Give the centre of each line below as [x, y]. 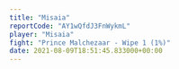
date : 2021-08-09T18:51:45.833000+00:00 [86, 51]
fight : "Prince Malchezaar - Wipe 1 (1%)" [90, 43]
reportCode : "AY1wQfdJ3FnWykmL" [70, 26]
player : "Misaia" [42, 34]
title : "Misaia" [40, 17]
